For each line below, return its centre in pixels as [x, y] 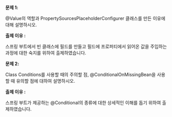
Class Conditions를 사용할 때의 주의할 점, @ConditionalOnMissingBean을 [81, 75]
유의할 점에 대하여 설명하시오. [46, 81]
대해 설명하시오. [21, 25]
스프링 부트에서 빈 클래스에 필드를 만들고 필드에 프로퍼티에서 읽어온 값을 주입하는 [86, 46]
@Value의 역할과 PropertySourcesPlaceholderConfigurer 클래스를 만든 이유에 [85, 18]
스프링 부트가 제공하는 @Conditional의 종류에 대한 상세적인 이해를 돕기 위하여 [83, 103]
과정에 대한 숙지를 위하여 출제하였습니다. [46, 53]
